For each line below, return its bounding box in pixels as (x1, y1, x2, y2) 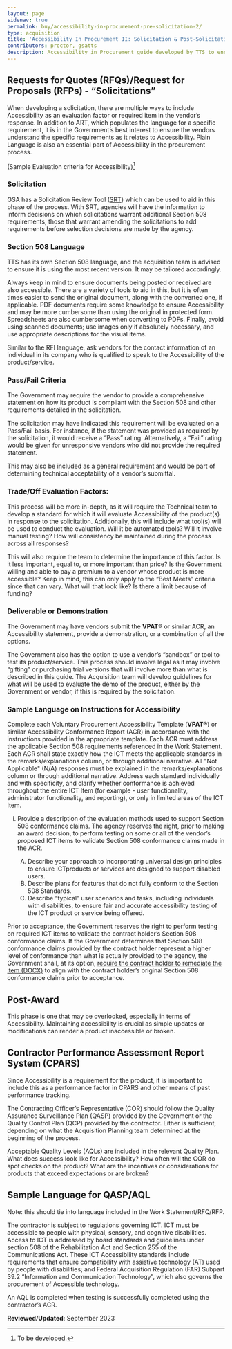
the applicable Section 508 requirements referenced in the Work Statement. (7, 742, 223, 751)
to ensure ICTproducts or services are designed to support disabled (27, 864, 221, 873)
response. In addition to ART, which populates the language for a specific (7, 118, 216, 127)
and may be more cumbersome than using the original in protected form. (7, 307, 214, 316)
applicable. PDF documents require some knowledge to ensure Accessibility (7, 300, 224, 309)
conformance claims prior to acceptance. (7, 974, 125, 982)
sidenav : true (7, 17, 48, 24)
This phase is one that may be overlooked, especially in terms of (7, 1012, 191, 1020)
